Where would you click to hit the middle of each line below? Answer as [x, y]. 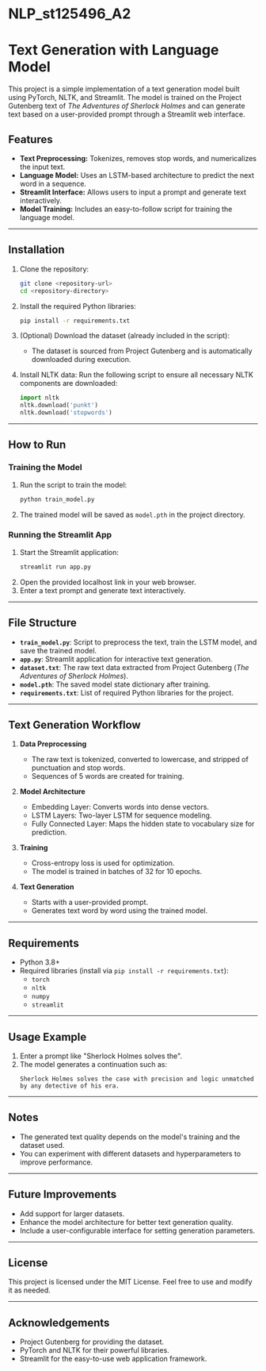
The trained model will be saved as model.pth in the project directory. [132, 514]
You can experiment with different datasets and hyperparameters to [130, 1153]
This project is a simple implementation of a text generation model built [124, 89]
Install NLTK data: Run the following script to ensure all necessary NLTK [137, 375]
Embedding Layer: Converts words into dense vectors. [120, 807]
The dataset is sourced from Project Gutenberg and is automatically [142, 351]
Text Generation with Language [114, 50]
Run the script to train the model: [73, 484]
